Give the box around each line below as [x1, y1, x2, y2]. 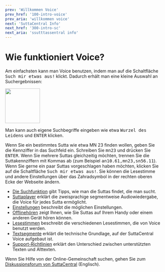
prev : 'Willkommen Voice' [5, 7, 58, 12]
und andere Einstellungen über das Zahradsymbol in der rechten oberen [5, 173, 153, 179]
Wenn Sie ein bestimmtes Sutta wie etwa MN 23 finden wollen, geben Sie [5, 142, 155, 148]
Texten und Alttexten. [12, 246, 56, 252]
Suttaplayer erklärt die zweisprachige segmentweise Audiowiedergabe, [12, 194, 159, 200]
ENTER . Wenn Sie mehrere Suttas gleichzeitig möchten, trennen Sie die [5, 152, 150, 159]
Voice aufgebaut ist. [12, 236, 54, 242]
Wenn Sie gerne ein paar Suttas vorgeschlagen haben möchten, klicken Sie [5, 163, 159, 169]
